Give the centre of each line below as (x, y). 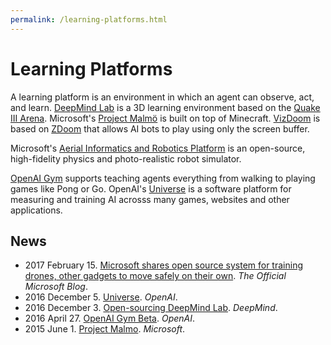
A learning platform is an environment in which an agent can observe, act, (162, 97)
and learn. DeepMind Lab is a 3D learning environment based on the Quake (165, 107)
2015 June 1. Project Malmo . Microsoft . (105, 329)
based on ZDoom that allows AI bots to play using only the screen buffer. (160, 128)
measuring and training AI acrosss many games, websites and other (150, 199)
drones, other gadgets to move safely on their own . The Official (155, 276)
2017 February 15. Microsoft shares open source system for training (163, 265)
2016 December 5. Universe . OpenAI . (101, 297)
